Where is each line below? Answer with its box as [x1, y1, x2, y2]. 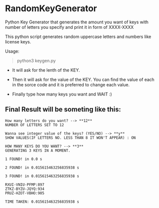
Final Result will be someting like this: [5, 105, 121, 113]
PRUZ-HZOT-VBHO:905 [5, 190, 45, 195]
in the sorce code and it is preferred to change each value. [12, 81, 130, 88]
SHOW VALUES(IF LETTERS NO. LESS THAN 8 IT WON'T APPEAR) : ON [5, 135, 136, 140]
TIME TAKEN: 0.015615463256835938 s [5, 199, 79, 204]
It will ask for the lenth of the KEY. [12, 67, 80, 73]
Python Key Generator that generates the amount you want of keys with [5, 19, 149, 25]
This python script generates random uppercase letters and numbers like [5, 34, 152, 39]
